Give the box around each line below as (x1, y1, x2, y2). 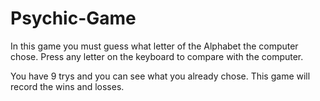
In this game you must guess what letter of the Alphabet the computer (10, 40, 299, 52)
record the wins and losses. (10, 80, 125, 92)
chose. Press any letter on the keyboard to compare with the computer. (10, 50, 304, 62)
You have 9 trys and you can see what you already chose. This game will (10, 70, 311, 82)
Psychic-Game (10, 7, 137, 30)
